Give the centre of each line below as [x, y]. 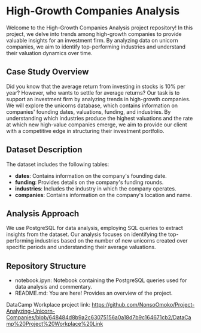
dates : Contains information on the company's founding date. [91, 175]
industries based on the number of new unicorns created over [112, 241]
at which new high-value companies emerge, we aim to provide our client [97, 125]
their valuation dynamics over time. [49, 53]
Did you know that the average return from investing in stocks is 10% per [96, 86]
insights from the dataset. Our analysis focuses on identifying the [87, 234]
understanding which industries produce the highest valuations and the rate [100, 118]
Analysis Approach [43, 214]
